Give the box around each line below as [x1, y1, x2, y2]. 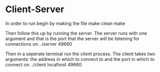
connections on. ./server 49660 [5, 41, 73, 47]
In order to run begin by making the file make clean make [5, 20, 125, 26]
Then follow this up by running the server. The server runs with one [5, 30, 147, 36]
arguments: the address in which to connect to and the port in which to [5, 56, 155, 62]
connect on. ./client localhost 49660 [5, 61, 82, 67]
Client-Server [5, 4, 65, 15]
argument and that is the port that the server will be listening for [5, 35, 140, 42]
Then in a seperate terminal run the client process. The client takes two [5, 51, 155, 57]
